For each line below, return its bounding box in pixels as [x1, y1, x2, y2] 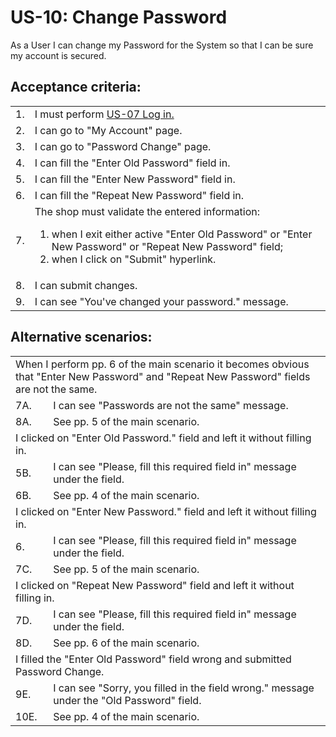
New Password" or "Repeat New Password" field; [51, 239, 284, 253]
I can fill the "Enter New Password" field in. [34, 172, 236, 186]
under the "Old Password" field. [53, 693, 202, 707]
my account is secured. [10, 49, 107, 61]
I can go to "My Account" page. [34, 123, 183, 137]
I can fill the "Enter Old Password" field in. [34, 156, 231, 170]
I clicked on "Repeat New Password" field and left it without [15, 578, 295, 592]
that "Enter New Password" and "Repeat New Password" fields [15, 369, 311, 383]
